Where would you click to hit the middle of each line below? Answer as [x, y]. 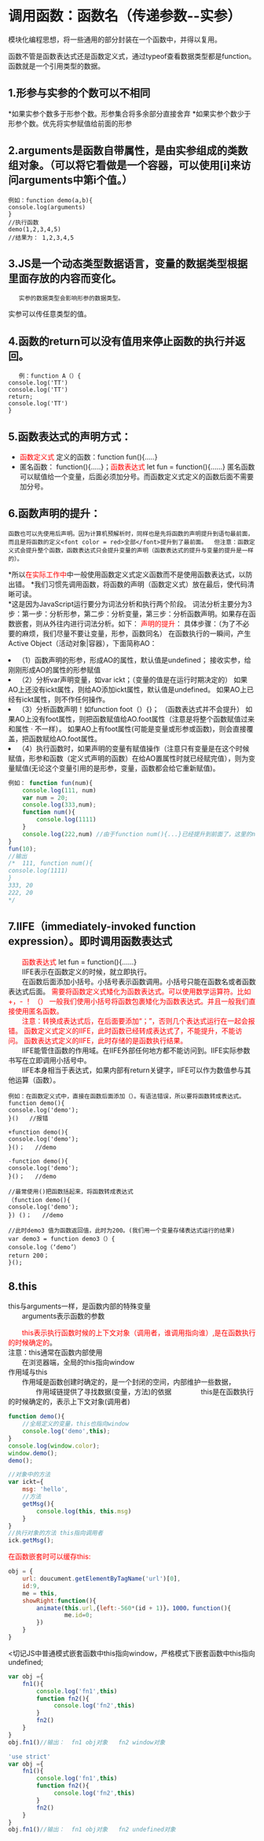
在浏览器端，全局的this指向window [79, 1363]
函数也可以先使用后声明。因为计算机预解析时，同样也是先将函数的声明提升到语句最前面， [131, 533]
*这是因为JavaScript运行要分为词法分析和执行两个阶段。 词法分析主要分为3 [130, 603]
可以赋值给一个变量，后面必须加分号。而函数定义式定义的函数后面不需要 [136, 476]
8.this [23, 1286]
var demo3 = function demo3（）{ [62, 1239]
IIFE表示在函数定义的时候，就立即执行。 [87, 972]
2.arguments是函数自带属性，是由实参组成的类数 [128, 151]
